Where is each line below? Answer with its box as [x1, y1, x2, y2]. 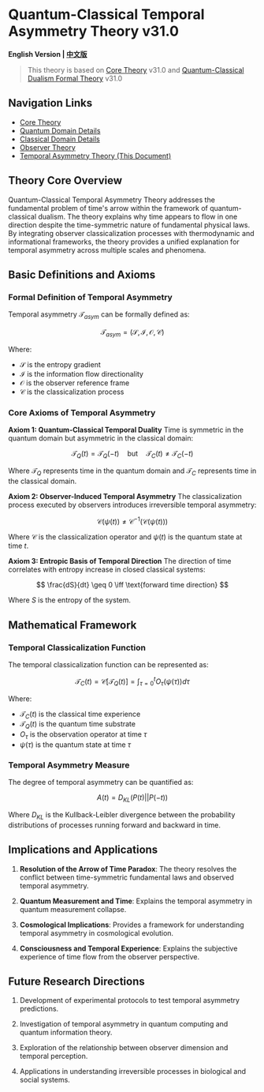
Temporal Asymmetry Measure [8, 760, 130, 771]
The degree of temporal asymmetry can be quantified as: [8, 778, 194, 787]
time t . [8, 541, 29, 550]
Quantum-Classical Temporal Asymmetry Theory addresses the [8, 195, 215, 205]
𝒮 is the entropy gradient [19, 359, 101, 369]
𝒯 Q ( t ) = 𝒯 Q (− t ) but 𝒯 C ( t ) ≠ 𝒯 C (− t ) [71, 448, 194, 460]
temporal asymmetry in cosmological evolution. [19, 928, 174, 937]
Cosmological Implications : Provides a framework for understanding [19, 920, 244, 929]
